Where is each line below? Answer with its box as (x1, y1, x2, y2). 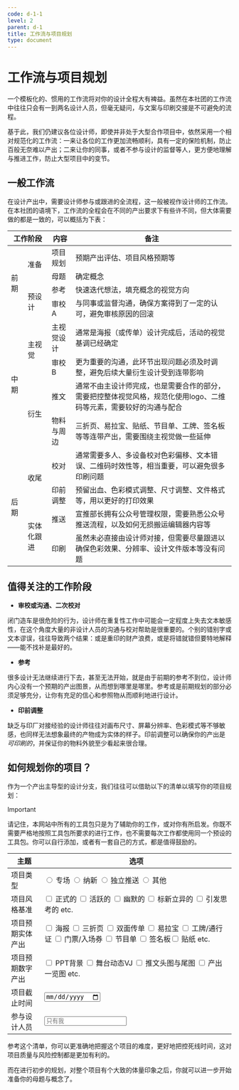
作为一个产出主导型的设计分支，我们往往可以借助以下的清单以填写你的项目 (7, 782, 225, 790)
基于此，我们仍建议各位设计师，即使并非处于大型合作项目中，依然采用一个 (7, 127, 225, 136)
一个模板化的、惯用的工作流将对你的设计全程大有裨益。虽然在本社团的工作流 (7, 95, 232, 103)
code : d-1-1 (7, 10, 43, 18)
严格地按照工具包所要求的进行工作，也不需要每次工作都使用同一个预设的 (19, 828, 232, 837)
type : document (7, 37, 53, 44)
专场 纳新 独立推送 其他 (55, 875, 167, 885)
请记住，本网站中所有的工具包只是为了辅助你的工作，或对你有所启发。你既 (7, 820, 225, 828)
